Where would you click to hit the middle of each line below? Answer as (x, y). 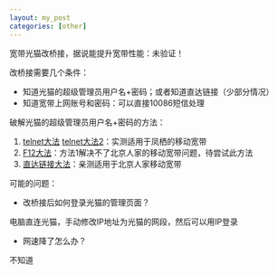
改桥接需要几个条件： (49, 72)
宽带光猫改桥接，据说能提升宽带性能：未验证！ (96, 53)
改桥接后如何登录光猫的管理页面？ (86, 202)
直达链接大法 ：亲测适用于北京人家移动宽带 (102, 164)
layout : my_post (40, 18)
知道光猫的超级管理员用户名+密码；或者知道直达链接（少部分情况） (148, 91)
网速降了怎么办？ (54, 241)
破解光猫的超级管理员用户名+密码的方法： (87, 122)
